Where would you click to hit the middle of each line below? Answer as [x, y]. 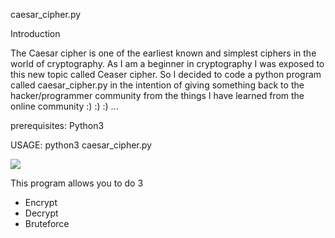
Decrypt [41, 213]
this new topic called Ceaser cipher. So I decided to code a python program [166, 74]
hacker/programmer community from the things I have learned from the [157, 95]
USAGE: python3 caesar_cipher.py [81, 145]
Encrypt [41, 202]
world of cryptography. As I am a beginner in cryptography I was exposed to [167, 63]
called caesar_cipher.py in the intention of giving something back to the [157, 85]
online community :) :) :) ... [64, 106]
